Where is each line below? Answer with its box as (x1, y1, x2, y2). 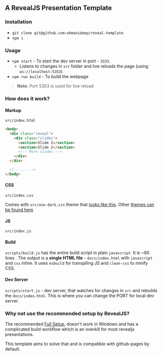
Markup (5, 107, 21, 113)
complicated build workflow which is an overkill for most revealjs (5, 326, 135, 332)
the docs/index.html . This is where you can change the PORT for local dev (5, 293, 155, 298)
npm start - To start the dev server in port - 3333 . (12, 58, 110, 64)
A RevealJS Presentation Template (5, 4, 112, 12)
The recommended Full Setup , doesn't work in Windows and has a (5, 321, 139, 327)
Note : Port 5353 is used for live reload (17, 83, 94, 89)
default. (5, 346, 21, 352)
